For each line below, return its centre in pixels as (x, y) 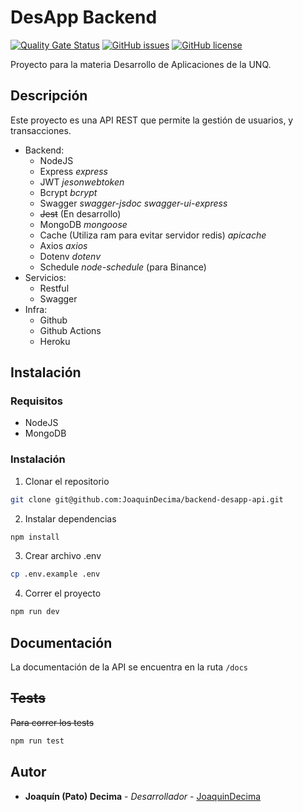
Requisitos (36, 401)
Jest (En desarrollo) (80, 213)
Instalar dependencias (70, 518)
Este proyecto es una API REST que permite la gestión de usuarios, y (152, 120)
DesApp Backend (84, 17)
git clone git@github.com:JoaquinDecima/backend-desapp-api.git (147, 499)
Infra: (36, 309)
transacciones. (41, 130)
